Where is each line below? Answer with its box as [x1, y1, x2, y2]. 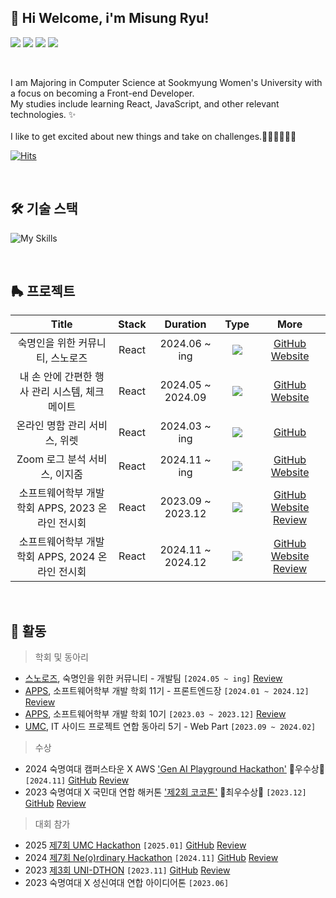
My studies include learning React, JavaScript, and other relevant [10, 97, 280, 110]
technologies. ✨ [10, 108, 77, 120]
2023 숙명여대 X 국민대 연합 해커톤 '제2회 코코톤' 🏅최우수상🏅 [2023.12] [24, 786, 307, 798]
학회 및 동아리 [34, 651, 89, 663]
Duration [164, 317, 207, 331]
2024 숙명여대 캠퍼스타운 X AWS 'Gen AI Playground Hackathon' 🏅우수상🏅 [24, 763, 325, 775]
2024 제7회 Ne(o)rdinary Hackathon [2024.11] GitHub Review [24, 852, 279, 864]
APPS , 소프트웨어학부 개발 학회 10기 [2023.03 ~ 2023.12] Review [24, 708, 287, 720]
